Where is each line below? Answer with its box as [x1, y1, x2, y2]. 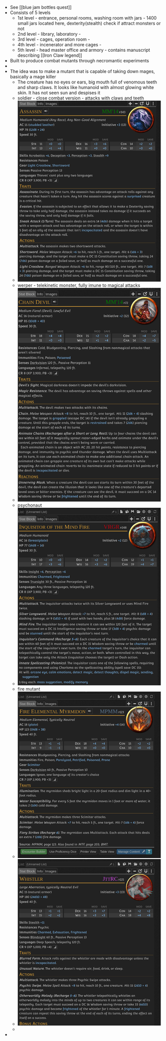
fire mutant [17, 686, 41, 692]
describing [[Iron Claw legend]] [17, 52, 83, 58]
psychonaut [17, 502, 42, 508]
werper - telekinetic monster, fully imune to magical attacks [17, 282, 140, 289]
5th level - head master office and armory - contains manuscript [17, 47, 150, 53]
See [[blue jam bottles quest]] [10, 5, 72, 10]
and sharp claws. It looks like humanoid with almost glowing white [17, 84, 154, 90]
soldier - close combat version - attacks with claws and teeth [17, 95, 144, 101]
